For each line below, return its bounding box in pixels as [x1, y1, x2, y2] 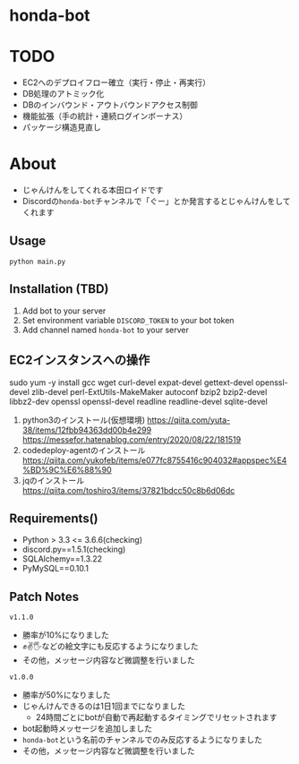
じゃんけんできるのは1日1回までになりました [21, 700, 186, 712]
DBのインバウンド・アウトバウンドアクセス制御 [21, 99, 199, 110]
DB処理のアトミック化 [21, 89, 105, 99]
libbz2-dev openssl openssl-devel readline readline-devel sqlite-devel [9, 396, 269, 407]
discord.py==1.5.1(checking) [21, 544, 126, 555]
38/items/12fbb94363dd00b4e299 [21, 425, 152, 435]
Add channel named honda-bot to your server [21, 324, 190, 335]
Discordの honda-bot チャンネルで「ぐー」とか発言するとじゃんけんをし [21, 196, 284, 207]
